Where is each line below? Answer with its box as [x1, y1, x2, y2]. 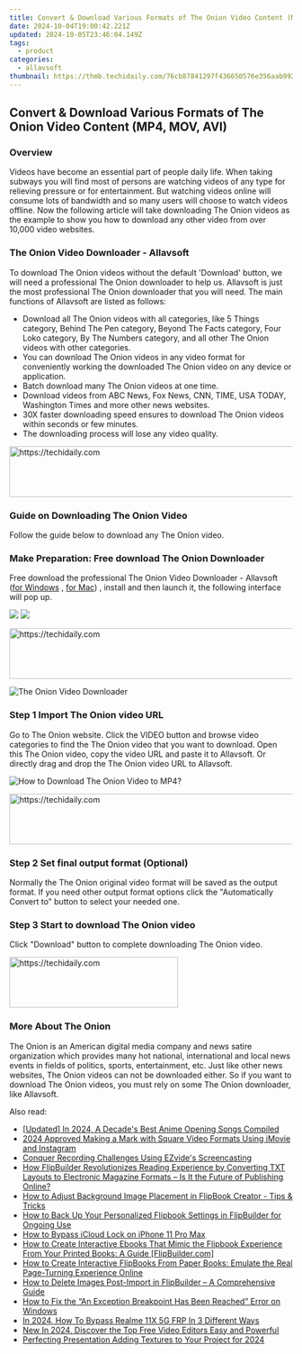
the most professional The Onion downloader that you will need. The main [9, 286, 283, 297]
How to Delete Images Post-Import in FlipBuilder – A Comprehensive [22, 1277, 276, 1287]
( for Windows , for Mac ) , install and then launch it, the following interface [9, 582, 281, 593]
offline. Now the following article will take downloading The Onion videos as [9, 204, 290, 216]
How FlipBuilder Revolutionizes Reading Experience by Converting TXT [22, 1161, 286, 1172]
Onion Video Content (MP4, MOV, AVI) [9, 119, 227, 135]
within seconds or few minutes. [22, 418, 139, 429]
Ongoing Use [22, 1219, 72, 1230]
